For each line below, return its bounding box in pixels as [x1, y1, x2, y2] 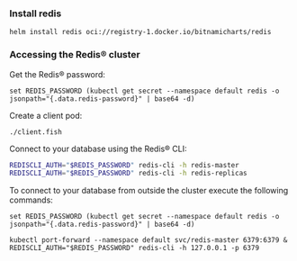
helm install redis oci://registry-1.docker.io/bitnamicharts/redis [9, 28, 272, 37]
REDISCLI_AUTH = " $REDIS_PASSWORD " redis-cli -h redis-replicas [9, 169, 247, 178]
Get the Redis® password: [9, 68, 106, 79]
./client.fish [9, 127, 63, 137]
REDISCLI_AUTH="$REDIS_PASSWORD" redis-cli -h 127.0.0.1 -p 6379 [9, 244, 259, 253]
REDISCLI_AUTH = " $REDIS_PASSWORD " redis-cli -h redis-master [9, 160, 240, 169]
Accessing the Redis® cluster [9, 49, 141, 61]
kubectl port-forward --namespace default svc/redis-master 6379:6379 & [9, 236, 288, 245]
